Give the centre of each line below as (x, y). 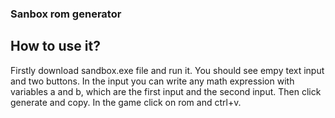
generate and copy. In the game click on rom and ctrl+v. (126, 102)
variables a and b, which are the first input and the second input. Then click (166, 91)
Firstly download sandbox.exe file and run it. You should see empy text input (167, 70)
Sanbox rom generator (66, 14)
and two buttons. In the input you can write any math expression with (152, 81)
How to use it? (55, 46)
